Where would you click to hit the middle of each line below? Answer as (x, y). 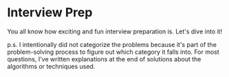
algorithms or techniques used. (51, 66)
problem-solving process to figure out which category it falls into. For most (113, 52)
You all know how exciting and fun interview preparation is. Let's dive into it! (115, 31)
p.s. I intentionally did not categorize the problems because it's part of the (112, 44)
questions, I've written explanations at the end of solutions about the (104, 59)
